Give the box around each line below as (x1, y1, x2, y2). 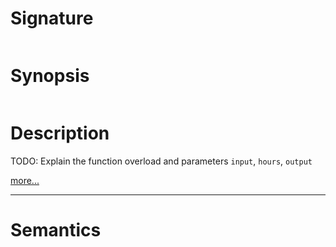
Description (10, 122, 110, 145)
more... (10, 174, 40, 186)
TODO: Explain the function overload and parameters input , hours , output (10, 155, 313, 167)
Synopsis (10, 65, 90, 87)
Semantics (10, 219, 102, 241)
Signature (10, 7, 94, 30)
